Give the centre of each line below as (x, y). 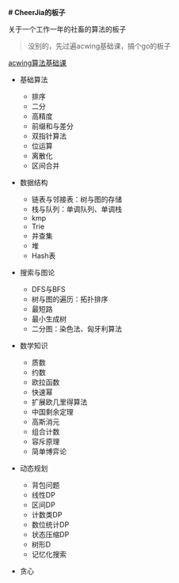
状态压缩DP (50, 534)
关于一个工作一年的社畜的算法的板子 (67, 29)
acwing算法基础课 (38, 63)
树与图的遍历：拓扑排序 (70, 299)
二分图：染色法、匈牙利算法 (77, 329)
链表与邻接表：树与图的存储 (77, 199)
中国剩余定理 (52, 412)
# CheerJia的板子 (37, 12)
